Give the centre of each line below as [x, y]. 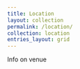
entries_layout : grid [39, 40]
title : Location [31, 14]
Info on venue [27, 59]
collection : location [39, 33]
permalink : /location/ [40, 26]
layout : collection [35, 20]
